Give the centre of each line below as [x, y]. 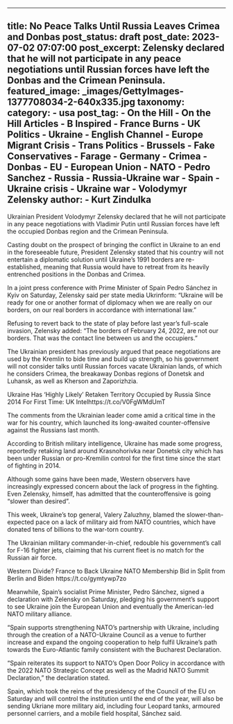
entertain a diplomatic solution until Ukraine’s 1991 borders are [96, 259]
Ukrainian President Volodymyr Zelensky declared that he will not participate [116, 217]
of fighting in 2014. [34, 465]
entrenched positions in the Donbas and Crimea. [76, 274]
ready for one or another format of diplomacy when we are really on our [110, 302]
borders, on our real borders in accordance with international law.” [102, 310]
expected [21, 522]
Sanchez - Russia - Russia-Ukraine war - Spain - [113, 178]
